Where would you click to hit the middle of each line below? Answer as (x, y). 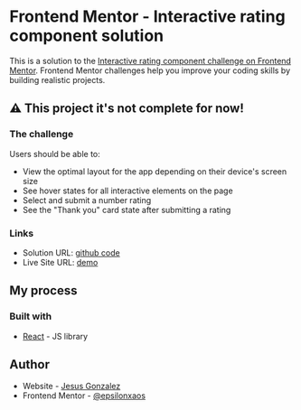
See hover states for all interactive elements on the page (127, 191)
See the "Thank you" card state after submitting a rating (127, 210)
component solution (87, 36)
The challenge (42, 135)
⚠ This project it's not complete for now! (127, 109)
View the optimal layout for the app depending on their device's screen (155, 171)
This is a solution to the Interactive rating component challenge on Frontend (150, 61)
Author (29, 364)
